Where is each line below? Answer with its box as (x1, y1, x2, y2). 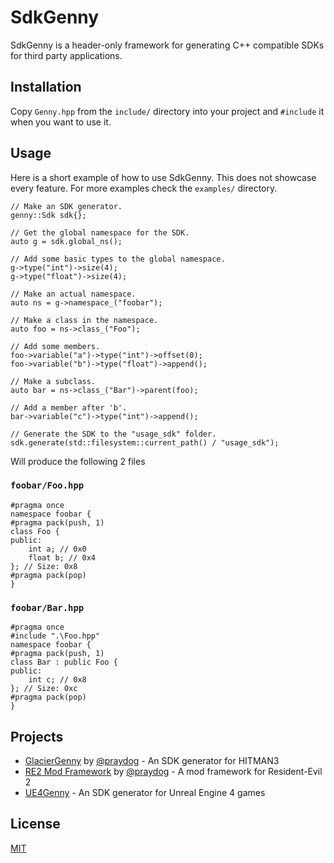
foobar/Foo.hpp (10, 480, 85, 491)
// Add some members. (10, 341, 101, 351)
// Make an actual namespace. (10, 289, 137, 299)
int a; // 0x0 (28, 544, 87, 554)
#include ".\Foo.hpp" (10, 631, 101, 641)
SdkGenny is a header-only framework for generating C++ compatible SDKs (10, 39, 325, 51)
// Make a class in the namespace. (10, 315, 159, 325)
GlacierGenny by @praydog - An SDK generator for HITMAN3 (24, 754, 280, 766)
